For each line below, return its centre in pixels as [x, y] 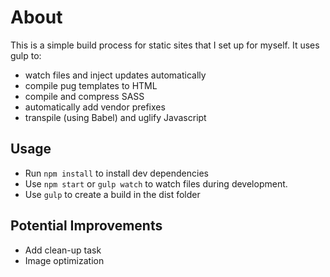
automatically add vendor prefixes [95, 107]
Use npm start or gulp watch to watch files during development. [156, 183]
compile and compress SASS [84, 96]
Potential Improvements [86, 226]
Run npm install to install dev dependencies [116, 173]
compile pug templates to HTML [91, 85]
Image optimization [64, 260]
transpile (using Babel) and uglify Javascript [115, 117]
